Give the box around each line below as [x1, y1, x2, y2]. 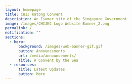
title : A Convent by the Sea [18, 58, 79, 63]
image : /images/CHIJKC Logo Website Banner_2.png [5, 21, 110, 26]
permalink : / [5, 26, 32, 31]
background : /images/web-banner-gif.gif [18, 44, 103, 49]
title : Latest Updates [18, 67, 65, 72]
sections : [5, 35, 26, 40]
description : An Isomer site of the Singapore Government [5, 16, 127, 21]
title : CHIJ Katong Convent [5, 12, 63, 17]
